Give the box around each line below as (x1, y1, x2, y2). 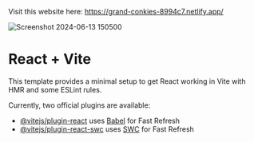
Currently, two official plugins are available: (8, 100, 151, 110)
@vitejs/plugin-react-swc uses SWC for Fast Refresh (19, 124, 194, 134)
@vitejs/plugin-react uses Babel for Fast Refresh (19, 116, 181, 125)
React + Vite (8, 50, 92, 69)
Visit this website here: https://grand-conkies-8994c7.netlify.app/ (8, 7, 224, 16)
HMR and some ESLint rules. (8, 85, 102, 94)
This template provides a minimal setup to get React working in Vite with (8, 76, 246, 86)
